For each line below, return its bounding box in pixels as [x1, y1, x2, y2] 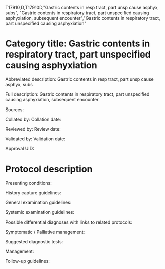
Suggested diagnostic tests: [5, 238, 63, 244]
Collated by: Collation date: [5, 116, 61, 122]
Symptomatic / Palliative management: [5, 229, 85, 235]
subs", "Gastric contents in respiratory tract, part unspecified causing [5, 10, 149, 16]
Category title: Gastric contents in [5, 38, 150, 49]
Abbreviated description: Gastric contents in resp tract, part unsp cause [5, 76, 154, 82]
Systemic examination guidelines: [5, 209, 74, 215]
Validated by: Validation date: [5, 136, 65, 142]
